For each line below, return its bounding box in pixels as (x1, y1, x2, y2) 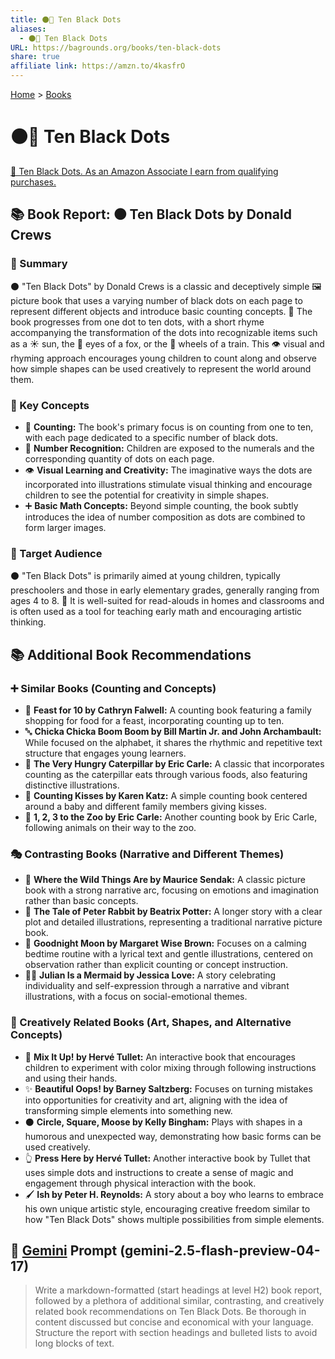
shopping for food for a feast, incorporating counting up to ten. (24, 714, 285, 726)
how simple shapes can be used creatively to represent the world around (10, 362, 312, 375)
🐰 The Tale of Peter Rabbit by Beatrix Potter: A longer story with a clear (24, 906, 323, 918)
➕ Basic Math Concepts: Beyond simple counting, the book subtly (24, 499, 299, 511)
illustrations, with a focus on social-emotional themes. (24, 991, 248, 1003)
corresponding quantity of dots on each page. (24, 452, 215, 465)
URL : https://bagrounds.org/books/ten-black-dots (10, 42, 222, 53)
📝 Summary (10, 257, 68, 271)
